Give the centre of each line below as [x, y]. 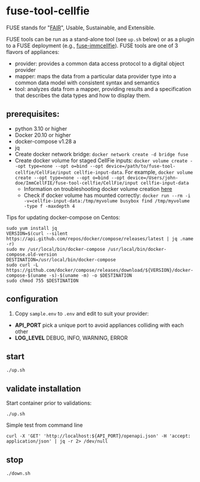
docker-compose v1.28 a [45, 141]
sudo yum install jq [32, 228]
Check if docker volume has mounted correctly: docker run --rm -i [107, 195]
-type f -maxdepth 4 [49, 206]
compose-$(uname [26, 275]
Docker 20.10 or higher [43, 135]
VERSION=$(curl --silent [37, 234]
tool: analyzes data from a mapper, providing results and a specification [103, 89]
